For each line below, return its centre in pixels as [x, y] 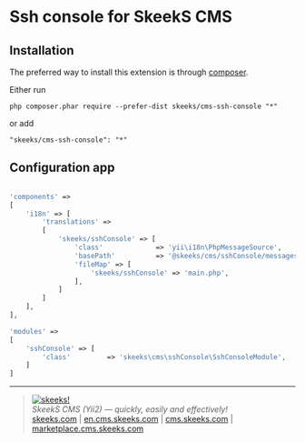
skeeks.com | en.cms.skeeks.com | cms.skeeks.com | [132, 419]
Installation [42, 50]
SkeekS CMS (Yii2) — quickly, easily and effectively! [130, 409]
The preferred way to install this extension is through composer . [129, 72]
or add [22, 123]
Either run [28, 90]
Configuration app [62, 168]
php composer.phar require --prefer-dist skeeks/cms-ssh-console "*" [144, 106]
